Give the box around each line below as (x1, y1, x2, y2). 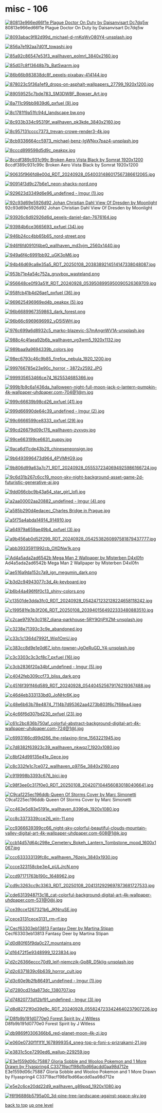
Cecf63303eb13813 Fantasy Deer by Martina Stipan (5, 930, 108, 936)
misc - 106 (5, 3, 48, 15)
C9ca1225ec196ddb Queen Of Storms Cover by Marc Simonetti (5, 797, 131, 802)
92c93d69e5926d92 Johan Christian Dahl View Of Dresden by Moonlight (5, 204, 152, 210)
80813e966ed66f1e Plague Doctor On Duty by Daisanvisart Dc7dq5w (5, 24, 144, 30)
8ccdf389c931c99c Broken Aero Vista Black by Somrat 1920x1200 (5, 162, 139, 167)
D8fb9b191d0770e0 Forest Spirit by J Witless (5, 1020, 95, 1026)
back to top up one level (5, 1102, 54, 1108)
